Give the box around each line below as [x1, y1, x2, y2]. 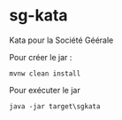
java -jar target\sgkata [9, 101, 101, 111]
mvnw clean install [9, 68, 81, 78]
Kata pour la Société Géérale [9, 35, 114, 45]
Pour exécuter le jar [9, 84, 81, 95]
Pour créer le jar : [9, 52, 72, 62]
